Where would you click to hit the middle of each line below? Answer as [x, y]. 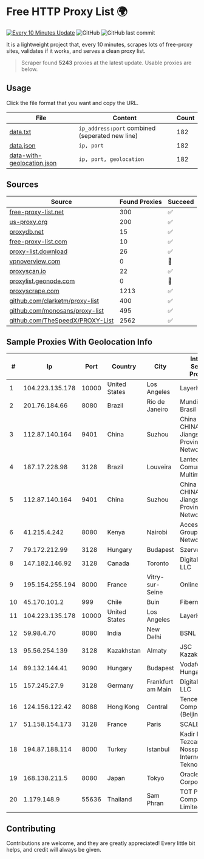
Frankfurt [160, 682]
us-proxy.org [29, 222]
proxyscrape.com [34, 291]
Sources [22, 185]
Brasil [188, 409]
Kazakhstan [124, 651]
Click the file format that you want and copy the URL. [72, 103]
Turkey [117, 749]
